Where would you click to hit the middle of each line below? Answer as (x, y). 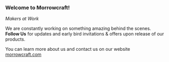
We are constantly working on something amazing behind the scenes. (78, 28)
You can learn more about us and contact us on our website (68, 49)
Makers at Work (22, 19)
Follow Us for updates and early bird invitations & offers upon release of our (85, 34)
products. (15, 39)
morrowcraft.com (23, 54)
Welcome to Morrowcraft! (38, 8)
